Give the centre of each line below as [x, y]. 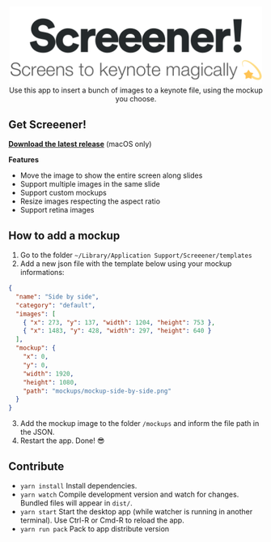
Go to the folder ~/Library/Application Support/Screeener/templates [136, 255]
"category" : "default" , [55, 305]
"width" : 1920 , [49, 374]
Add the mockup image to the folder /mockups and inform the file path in [140, 424]
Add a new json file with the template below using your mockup [126, 264]
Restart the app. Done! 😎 [62, 441]
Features [23, 160]
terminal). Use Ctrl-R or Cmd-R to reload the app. [102, 520]
